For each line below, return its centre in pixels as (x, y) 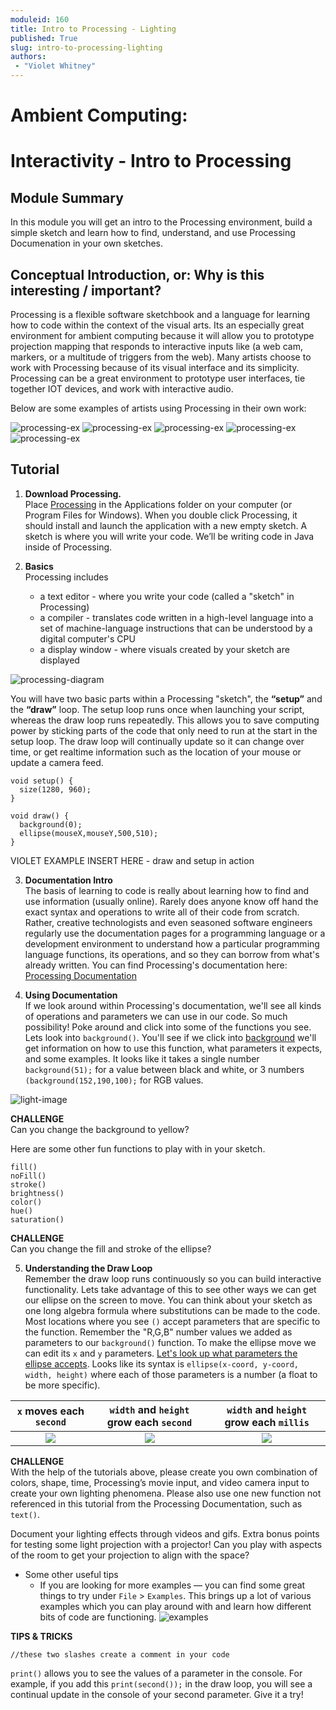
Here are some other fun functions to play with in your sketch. (138, 1148)
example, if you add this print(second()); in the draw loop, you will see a (161, 1683)
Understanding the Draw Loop (88, 1268)
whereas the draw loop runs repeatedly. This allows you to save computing (165, 720)
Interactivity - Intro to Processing (151, 161)
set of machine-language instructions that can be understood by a (176, 628)
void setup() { (42, 781)
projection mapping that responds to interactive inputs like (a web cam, (156, 346)
